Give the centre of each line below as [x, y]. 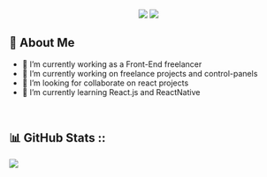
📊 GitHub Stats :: [57, 138]
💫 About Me [42, 43]
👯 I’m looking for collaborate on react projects [105, 83]
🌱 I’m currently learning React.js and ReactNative [111, 92]
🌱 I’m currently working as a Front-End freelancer [112, 64]
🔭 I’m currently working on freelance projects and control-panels [140, 73]
